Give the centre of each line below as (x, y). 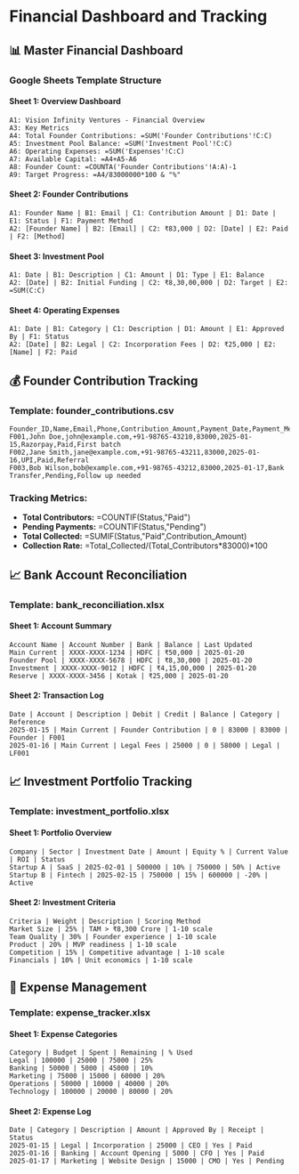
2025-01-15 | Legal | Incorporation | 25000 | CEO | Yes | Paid (131, 1146)
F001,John (28, 437)
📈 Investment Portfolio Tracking (101, 782)
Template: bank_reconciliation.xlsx (87, 604)
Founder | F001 (37, 738)
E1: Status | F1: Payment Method (71, 221)
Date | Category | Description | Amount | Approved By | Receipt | (137, 1130)
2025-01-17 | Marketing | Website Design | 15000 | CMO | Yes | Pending (147, 1162)
